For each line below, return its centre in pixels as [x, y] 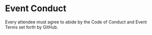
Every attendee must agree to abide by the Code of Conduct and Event [76, 22]
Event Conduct [36, 9]
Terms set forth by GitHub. [32, 27]
